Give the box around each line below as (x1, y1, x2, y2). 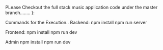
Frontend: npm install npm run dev (5, 29, 77, 35)
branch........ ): (5, 10, 35, 16)
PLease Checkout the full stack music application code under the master (5, 5, 158, 10)
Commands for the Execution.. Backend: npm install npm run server (5, 20, 147, 25)
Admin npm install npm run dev (5, 39, 71, 45)
